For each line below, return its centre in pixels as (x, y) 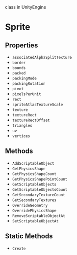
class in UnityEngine (26, 7)
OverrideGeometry (30, 205)
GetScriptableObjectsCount (40, 189)
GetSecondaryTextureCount (38, 195)
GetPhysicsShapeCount (34, 174)
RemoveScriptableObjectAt (38, 216)
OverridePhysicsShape (34, 211)
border (19, 63)
